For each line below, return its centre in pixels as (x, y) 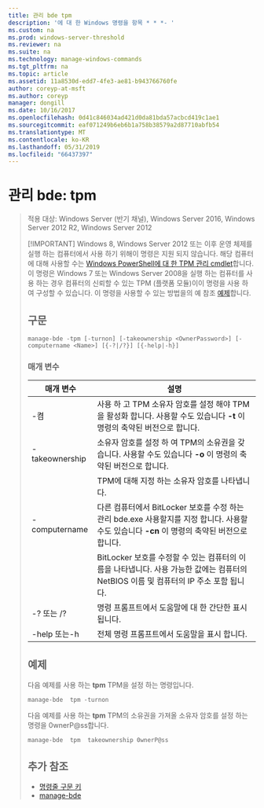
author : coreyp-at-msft (47, 88)
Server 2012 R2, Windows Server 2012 (90, 228)
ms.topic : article (38, 74)
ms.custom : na (31, 30)
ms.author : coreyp (38, 96)
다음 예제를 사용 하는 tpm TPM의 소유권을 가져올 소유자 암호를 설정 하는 (138, 715)
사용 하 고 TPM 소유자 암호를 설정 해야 (164, 404)
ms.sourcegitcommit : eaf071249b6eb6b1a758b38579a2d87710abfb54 (114, 125)
